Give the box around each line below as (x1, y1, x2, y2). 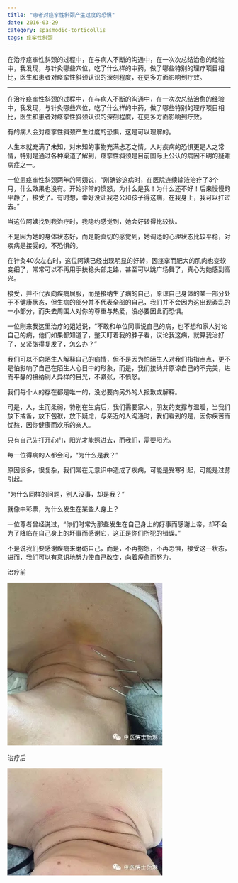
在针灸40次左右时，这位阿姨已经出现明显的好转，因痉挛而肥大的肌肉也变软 (7, 256, 227, 265)
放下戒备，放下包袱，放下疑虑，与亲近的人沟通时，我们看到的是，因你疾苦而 (7, 412, 231, 421)
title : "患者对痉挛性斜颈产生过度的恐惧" (7, 11, 115, 18)
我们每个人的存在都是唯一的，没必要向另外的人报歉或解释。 (7, 388, 181, 396)
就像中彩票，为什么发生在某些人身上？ (7, 505, 119, 514)
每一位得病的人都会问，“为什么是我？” (7, 451, 119, 460)
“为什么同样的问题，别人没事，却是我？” (7, 490, 125, 499)
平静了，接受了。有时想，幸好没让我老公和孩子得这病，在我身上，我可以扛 (7, 193, 225, 202)
